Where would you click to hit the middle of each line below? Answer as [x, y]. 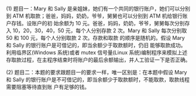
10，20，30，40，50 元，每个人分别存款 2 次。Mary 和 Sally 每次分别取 [100, 30]
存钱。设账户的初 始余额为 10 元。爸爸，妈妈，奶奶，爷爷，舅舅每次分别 [98, 23]
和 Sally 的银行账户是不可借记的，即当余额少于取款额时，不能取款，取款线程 [98, 80]
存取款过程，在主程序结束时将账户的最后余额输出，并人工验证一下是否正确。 [98, 60]
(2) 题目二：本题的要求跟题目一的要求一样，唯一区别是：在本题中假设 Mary [97, 72]
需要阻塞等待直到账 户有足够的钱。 [48, 87]
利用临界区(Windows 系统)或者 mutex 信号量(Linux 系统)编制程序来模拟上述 [97, 52]
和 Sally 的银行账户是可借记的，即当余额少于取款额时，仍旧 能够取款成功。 [96, 45]
